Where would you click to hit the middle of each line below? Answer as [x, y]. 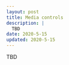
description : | [25, 23]
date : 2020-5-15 [27, 34]
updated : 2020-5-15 [31, 40]
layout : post [23, 12]
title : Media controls [35, 17]
